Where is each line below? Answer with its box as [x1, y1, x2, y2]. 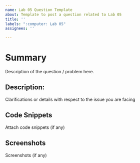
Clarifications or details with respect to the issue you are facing [5, 96, 135, 102]
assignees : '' [5, 26, 35, 31]
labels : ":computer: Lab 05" [5, 21, 66, 27]
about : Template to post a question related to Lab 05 [5, 12, 122, 17]
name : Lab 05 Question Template [5, 7, 72, 13]
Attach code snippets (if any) [5, 124, 65, 130]
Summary [5, 52, 46, 63]
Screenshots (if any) [5, 152, 47, 158]
